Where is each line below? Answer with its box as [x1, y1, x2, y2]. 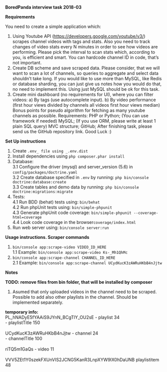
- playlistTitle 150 [5, 320, 40, 326]
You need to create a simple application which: [5, 23, 101, 29]
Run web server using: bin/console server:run [12, 224, 109, 230]
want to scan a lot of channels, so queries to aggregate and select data [12, 70, 159, 76]
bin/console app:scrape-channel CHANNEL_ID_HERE [12, 255, 116, 260]
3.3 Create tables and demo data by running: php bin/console [12, 184, 139, 190]
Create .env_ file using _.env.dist [12, 148, 88, 154]
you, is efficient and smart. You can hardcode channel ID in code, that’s [12, 54, 159, 60]
